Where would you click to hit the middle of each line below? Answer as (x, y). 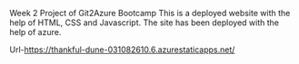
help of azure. (35, 32)
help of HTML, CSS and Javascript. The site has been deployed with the (145, 23)
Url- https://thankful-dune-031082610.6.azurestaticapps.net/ (122, 50)
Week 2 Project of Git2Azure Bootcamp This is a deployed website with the (150, 13)
